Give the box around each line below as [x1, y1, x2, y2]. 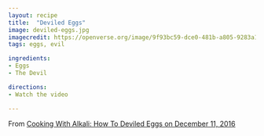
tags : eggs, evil [8, 41, 65, 48]
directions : [8, 83, 47, 91]
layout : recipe [8, 11, 58, 20]
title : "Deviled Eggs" [8, 19, 86, 27]
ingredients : [8, 55, 51, 63]
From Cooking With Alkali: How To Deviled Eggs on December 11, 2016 [8, 119, 236, 128]
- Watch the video [8, 91, 68, 98]
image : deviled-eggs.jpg [8, 26, 90, 34]
